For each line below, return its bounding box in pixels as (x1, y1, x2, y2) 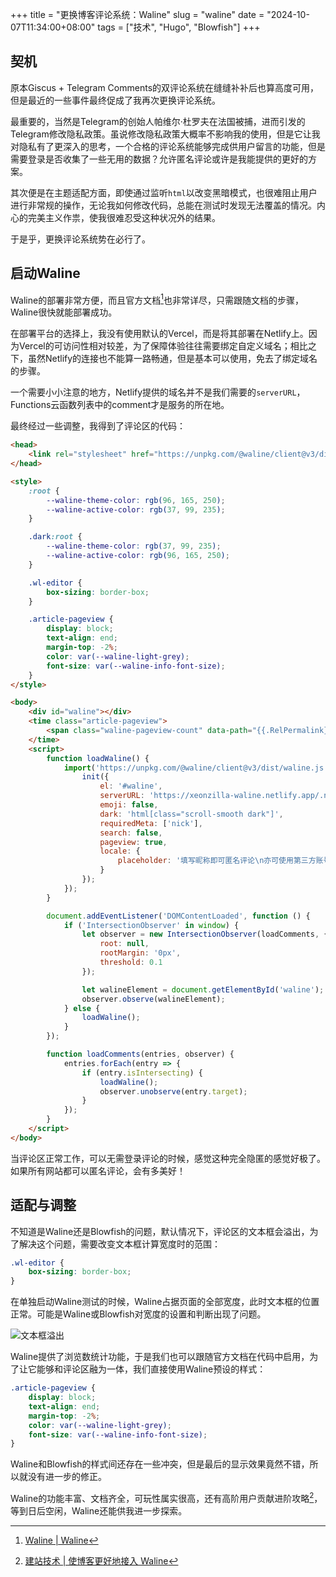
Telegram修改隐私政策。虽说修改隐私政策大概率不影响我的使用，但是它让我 (10, 128, 321, 140)
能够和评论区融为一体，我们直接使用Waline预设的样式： (36, 1363, 267, 1375)
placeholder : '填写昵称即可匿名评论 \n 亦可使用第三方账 (117, 856, 324, 866)
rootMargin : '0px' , (99, 948, 182, 958)
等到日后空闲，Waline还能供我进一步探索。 (10, 1505, 188, 1517)
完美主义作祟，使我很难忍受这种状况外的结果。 (27, 211, 221, 223)
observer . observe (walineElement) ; (81, 994, 226, 1004)
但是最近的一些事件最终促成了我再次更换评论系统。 (10, 94, 221, 106)
